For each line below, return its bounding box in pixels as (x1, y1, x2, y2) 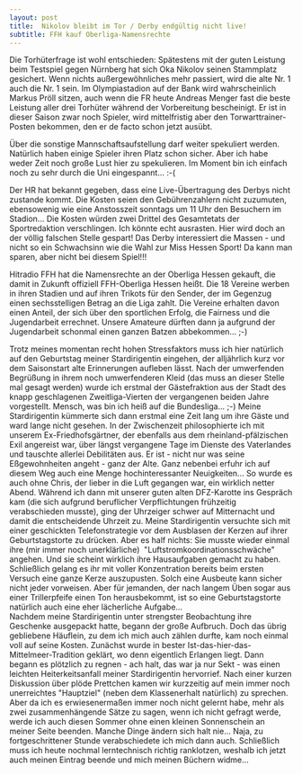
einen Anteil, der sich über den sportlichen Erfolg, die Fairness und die (9, 307, 271, 318)
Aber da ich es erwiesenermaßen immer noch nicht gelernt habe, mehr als (9, 698, 285, 708)
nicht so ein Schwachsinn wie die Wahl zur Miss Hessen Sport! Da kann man (9, 242, 293, 253)
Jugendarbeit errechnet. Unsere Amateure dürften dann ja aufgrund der (9, 316, 276, 328)
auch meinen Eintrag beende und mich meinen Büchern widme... (9, 754, 249, 765)
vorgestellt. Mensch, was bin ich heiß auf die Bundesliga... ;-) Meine (9, 401, 262, 412)
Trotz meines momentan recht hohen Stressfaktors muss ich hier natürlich (9, 343, 284, 355)
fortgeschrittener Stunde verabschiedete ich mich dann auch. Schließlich (9, 735, 280, 746)
